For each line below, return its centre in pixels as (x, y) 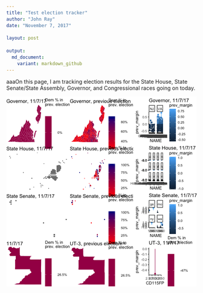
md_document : (28, 57)
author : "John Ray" (31, 19)
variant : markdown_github (50, 63)
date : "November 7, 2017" (39, 25)
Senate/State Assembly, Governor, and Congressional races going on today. (101, 88)
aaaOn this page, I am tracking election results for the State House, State (97, 81)
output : (16, 51)
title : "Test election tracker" (47, 13)
